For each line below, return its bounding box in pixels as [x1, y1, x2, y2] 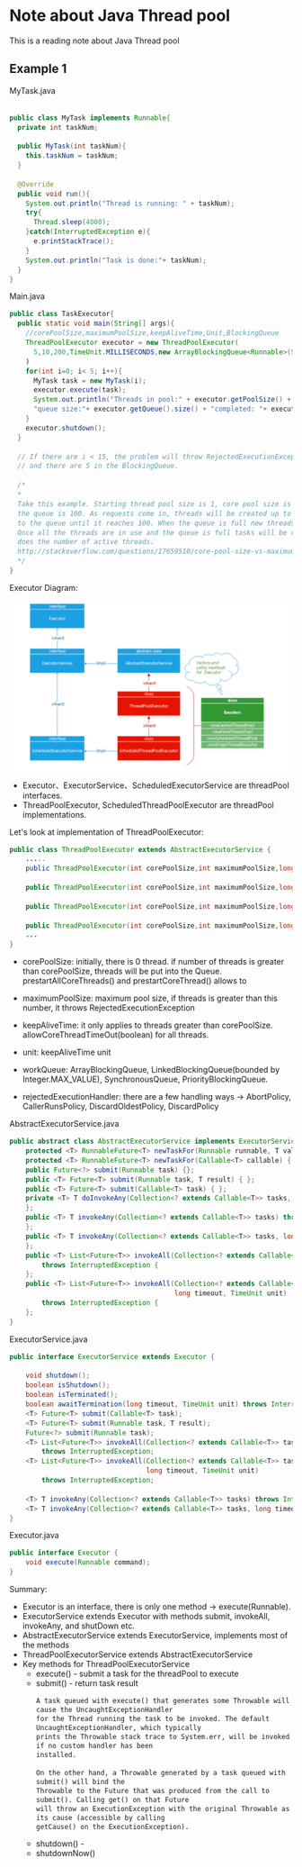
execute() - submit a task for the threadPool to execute [35, 1668, 240, 1680]
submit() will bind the [35, 1778, 126, 1787]
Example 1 [9, 61, 67, 77]
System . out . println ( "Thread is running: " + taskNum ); [25, 199, 235, 208]
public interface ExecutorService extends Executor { [9, 1352, 216, 1361]
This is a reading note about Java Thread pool [9, 35, 180, 46]
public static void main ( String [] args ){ [17, 319, 175, 329]
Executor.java [9, 1530, 60, 1541]
